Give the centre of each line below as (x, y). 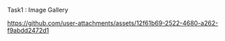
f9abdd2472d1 (28, 30)
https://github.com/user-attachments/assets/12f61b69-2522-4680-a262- (113, 23)
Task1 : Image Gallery (38, 10)
